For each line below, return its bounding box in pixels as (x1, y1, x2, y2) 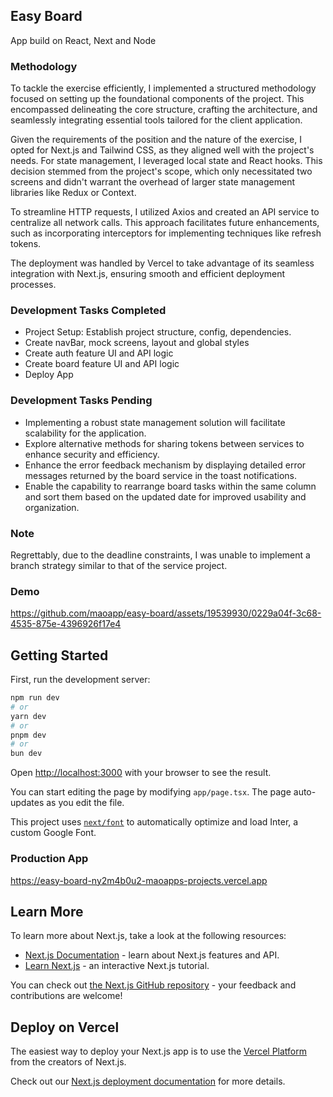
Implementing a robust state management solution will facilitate (24, 416, 286, 428)
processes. (10, 279, 57, 291)
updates (10, 797, 45, 809)
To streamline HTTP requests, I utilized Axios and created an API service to (10, 206, 320, 218)
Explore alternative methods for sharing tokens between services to (24, 437, 305, 449)
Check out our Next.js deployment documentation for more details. (10, 1075, 286, 1088)
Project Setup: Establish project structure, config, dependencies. (24, 326, 292, 338)
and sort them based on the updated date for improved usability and (24, 490, 307, 503)
